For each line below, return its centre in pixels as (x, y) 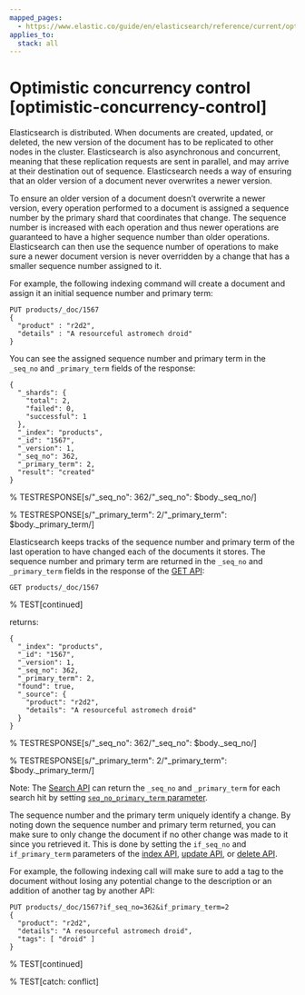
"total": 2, (48, 401)
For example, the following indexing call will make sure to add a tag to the (147, 871)
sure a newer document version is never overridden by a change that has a (150, 256)
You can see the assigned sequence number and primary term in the (138, 359)
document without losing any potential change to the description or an (141, 881)
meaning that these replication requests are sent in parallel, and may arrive (149, 162)
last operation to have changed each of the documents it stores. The (138, 552)
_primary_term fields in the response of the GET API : (107, 571)
